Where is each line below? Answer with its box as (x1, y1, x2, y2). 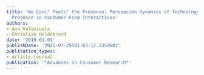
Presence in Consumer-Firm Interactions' (12, 15, 118, 21)
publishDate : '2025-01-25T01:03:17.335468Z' (6, 43, 121, 49)
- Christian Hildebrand (6, 31, 67, 37)
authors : (6, 20, 29, 26)
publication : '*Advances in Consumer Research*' (6, 59, 132, 65)
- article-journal (6, 54, 53, 60)
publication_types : (6, 48, 56, 54)
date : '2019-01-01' (6, 37, 56, 43)
